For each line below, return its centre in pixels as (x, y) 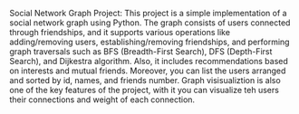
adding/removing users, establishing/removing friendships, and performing (149, 42)
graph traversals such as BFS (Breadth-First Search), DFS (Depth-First (141, 52)
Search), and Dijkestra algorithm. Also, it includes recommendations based (149, 61)
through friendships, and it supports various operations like (120, 32)
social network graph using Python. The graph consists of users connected (150, 23)
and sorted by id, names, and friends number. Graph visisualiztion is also (145, 80)
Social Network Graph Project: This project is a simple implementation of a (148, 13)
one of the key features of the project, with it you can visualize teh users (144, 90)
